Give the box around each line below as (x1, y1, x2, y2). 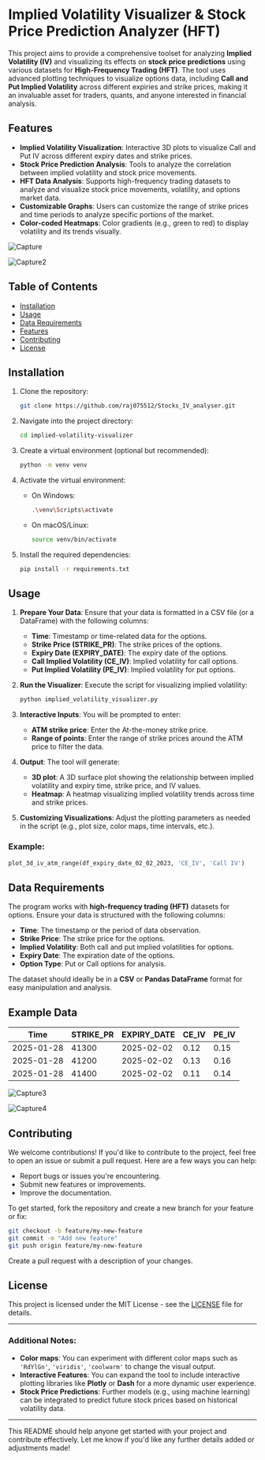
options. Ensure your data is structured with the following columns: (8, 910, 226, 920)
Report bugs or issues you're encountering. (19, 1171, 162, 1180)
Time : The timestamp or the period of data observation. (19, 925, 201, 935)
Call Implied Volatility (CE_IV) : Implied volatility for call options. (31, 657, 239, 666)
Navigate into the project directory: (19, 416, 134, 426)
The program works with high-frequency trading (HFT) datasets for (8, 902, 230, 911)
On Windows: (31, 491, 76, 500)
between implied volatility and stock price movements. (19, 167, 197, 177)
